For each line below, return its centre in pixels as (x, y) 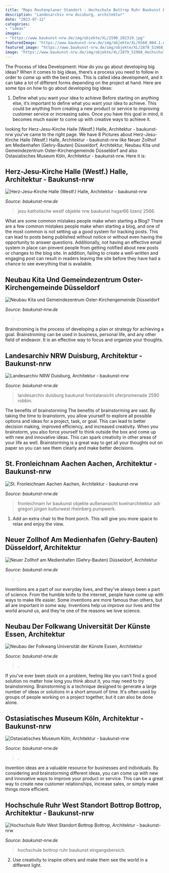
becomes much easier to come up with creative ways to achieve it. (81, 119)
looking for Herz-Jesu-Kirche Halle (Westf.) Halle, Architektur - (70, 129)
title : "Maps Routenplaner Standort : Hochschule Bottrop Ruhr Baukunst (83, 10)
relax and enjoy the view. (38, 524)
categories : (18, 24)
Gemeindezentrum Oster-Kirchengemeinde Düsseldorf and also (71, 150)
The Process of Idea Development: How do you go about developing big (80, 67)
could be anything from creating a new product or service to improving (86, 108)
